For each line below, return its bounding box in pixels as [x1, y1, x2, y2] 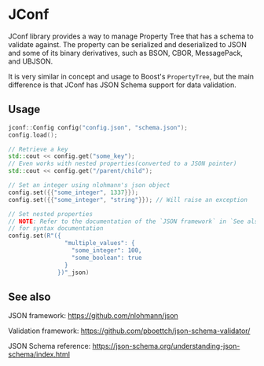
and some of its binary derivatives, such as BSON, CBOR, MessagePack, [8, 48, 244, 57]
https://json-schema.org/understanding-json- [92, 342, 240, 351]
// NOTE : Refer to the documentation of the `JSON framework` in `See [8, 218, 244, 225]
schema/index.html [8, 350, 71, 359]
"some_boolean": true [71, 254, 143, 262]
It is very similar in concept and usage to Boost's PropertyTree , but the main [8, 71, 254, 81]
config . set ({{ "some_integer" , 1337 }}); [8, 188, 139, 196]
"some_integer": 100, [71, 247, 143, 254]
